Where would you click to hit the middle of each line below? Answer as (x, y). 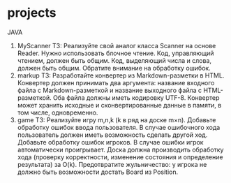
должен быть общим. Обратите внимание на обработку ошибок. (114, 68)
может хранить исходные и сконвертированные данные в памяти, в (119, 105)
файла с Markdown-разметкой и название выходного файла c (110, 90)
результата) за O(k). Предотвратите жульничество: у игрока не (112, 164)
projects (32, 13)
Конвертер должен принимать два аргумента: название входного (116, 82)
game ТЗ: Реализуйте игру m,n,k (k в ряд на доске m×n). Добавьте (117, 119)
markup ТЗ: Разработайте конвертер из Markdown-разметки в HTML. (121, 75)
